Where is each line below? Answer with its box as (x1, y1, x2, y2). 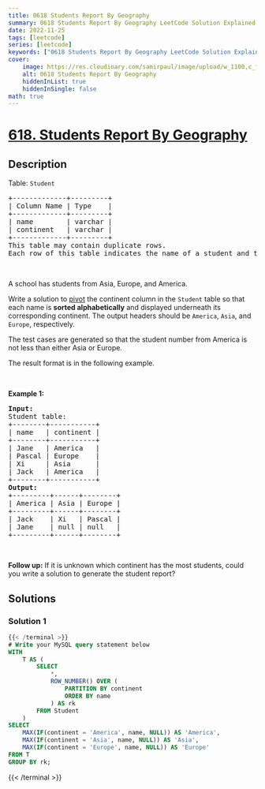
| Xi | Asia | (8, 459, 100, 469)
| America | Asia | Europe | (8, 499, 121, 508)
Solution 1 (8, 615, 47, 626)
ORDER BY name (64, 692, 111, 700)
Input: (8, 404, 34, 413)
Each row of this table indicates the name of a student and (8, 249, 250, 258)
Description (8, 157, 67, 170)
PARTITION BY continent (64, 685, 144, 693)
